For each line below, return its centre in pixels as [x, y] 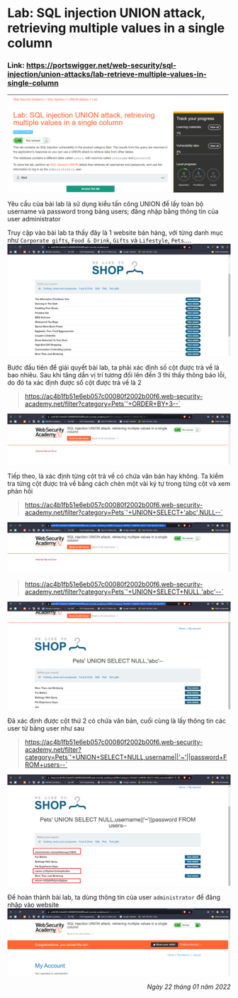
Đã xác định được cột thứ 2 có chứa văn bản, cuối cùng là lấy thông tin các [117, 721]
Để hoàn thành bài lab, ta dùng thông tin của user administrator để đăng [114, 897]
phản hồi [20, 491]
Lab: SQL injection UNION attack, [106, 13]
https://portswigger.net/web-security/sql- [101, 65]
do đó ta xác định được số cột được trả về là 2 [74, 382]
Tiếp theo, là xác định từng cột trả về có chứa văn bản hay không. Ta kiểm [116, 476]
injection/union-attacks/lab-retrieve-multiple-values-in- [107, 74]
